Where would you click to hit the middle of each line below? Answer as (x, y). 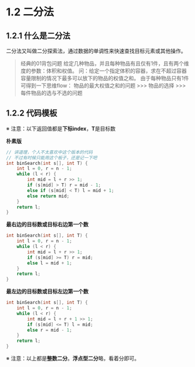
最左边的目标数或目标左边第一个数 (47, 292)
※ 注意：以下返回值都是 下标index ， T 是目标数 (61, 128)
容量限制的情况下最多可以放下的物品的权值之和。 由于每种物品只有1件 (105, 78)
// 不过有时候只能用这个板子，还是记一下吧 (52, 158)
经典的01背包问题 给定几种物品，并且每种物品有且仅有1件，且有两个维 (105, 63)
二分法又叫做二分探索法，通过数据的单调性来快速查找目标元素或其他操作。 (96, 51)
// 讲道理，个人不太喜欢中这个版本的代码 (49, 152)
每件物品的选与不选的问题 (51, 93)
